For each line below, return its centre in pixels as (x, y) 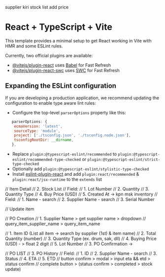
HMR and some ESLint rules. (34, 46)
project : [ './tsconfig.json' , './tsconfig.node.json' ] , (73, 135)
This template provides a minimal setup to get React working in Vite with (78, 40)
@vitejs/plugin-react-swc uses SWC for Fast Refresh (66, 70)
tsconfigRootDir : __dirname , (44, 140)
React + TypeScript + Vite (59, 27)
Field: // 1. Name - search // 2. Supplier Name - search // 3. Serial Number (80, 199)
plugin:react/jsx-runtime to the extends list (57, 179)
